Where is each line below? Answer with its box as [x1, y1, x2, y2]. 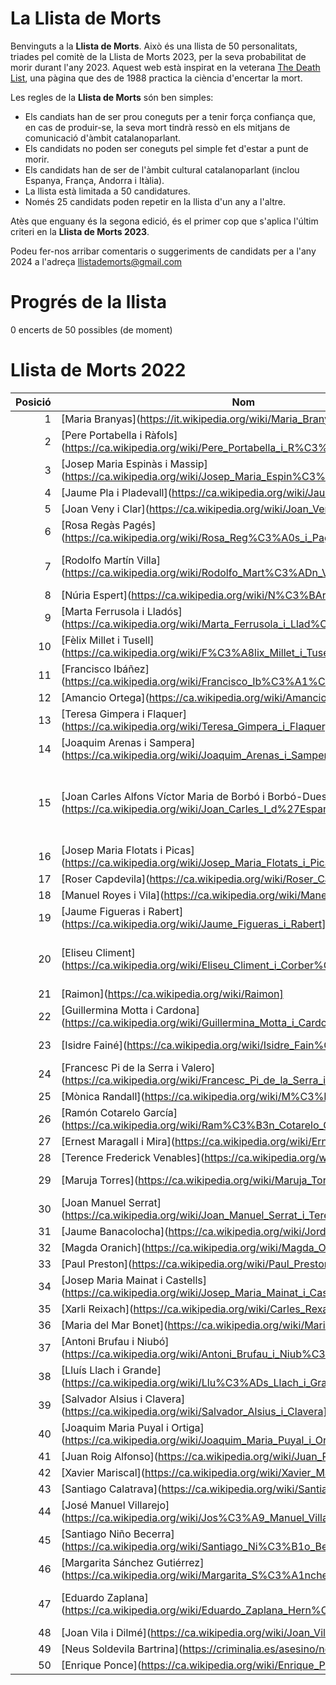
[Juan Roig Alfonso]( [60, 1449, 159, 1463]
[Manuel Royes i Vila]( [60, 888, 165, 902]
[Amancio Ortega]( [60, 690, 150, 704]
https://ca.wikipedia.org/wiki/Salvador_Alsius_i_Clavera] [64, 1404, 328, 1418]
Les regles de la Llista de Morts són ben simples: [10, 91, 214, 103]
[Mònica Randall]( [60, 1089, 145, 1103]
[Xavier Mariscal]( [60, 1465, 146, 1479]
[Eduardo [60, 1590, 105, 1604]
